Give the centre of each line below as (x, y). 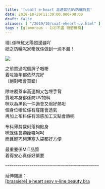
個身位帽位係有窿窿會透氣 (31, 110)
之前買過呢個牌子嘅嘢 (27, 69)
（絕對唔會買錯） (23, 81)
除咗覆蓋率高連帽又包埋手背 (33, 91)
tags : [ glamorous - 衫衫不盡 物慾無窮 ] (44, 28)
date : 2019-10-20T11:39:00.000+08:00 (44, 14)
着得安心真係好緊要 (25, 155)
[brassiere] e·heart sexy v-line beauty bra (48, 181)
